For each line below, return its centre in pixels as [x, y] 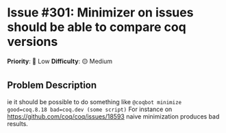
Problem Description [52, 85]
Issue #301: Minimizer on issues [100, 13]
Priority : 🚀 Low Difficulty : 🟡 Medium [60, 61]
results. [18, 123]
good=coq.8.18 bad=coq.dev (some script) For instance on [90, 109]
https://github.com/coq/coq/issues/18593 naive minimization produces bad [113, 116]
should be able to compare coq [97, 27]
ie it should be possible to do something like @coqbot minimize [95, 101]
